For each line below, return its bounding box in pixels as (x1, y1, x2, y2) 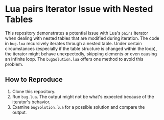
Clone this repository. (12, 88, 56, 94)
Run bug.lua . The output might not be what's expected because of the (12, 94, 154, 99)
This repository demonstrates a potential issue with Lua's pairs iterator (5, 30, 148, 36)
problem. (5, 61, 23, 67)
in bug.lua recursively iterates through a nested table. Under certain (5, 40, 142, 46)
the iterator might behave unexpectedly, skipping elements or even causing (5, 50, 157, 57)
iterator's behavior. (12, 99, 50, 105)
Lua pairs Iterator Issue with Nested (5, 3, 153, 15)
